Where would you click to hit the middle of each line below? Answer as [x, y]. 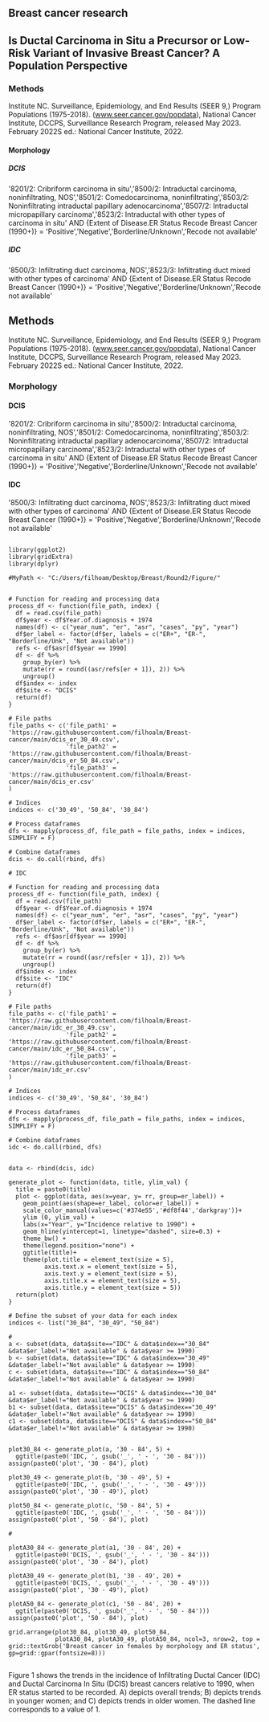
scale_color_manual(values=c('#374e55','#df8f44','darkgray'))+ [132, 1210]
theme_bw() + [45, 1238]
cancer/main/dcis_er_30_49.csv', [64, 739]
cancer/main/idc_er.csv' [50, 1070]
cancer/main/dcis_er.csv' [51, 781]
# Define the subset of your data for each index [93, 1316]
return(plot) [37, 1295]
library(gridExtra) [41, 557]
